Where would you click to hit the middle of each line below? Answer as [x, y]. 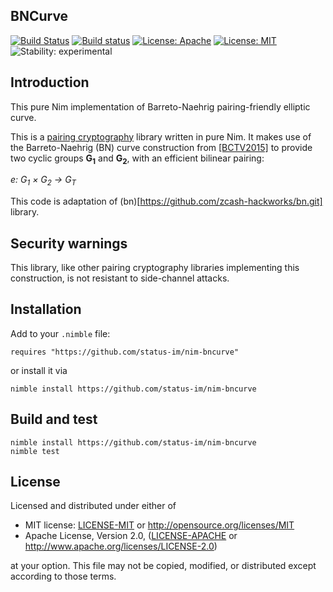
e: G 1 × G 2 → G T [43, 181]
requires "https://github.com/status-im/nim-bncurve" [125, 352]
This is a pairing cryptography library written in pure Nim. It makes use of [161, 136]
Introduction [50, 82]
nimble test [35, 451]
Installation [46, 309]
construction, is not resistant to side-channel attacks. [120, 278]
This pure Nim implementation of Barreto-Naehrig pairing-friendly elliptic [160, 106]
